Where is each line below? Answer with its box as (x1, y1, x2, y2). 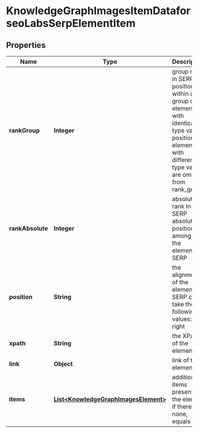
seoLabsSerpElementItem (6, 16, 136, 30)
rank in (171, 202, 192, 210)
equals (171, 417, 191, 425)
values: (171, 315, 192, 323)
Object (54, 360, 73, 368)
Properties (6, 40, 46, 50)
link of (171, 356, 190, 364)
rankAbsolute (9, 224, 48, 232)
